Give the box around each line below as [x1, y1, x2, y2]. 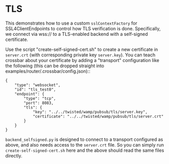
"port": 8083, [24, 100, 54, 106]
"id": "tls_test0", [14, 87, 56, 92]
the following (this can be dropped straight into [5, 63, 104, 69]
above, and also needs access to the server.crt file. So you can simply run [5, 141, 164, 148]
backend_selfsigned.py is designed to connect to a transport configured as [5, 136, 163, 142]
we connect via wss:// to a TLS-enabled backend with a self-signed [5, 31, 149, 37]
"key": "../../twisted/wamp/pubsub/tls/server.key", [32, 109, 147, 114]
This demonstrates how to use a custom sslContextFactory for [5, 20, 137, 26]
